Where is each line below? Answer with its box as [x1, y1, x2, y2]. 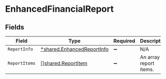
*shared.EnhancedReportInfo [40, 46, 109, 53]
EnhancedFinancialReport [5, 3, 114, 15]
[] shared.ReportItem [40, 60, 87, 67]
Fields [5, 23, 25, 31]
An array [140, 54, 160, 60]
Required [113, 38, 135, 44]
